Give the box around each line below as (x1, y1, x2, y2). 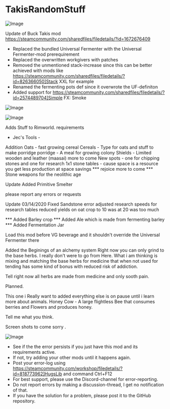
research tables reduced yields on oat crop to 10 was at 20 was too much (5, 206, 159, 213)
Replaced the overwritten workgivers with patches (12, 56, 119, 62)
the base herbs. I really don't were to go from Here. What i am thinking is (5, 252, 158, 259)
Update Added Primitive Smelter (5, 181, 73, 187)
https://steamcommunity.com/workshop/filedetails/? (12, 365, 123, 371)
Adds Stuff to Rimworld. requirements (5, 124, 84, 130)
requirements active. (12, 349, 56, 355)
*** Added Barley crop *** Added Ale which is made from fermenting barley (5, 216, 165, 222)
